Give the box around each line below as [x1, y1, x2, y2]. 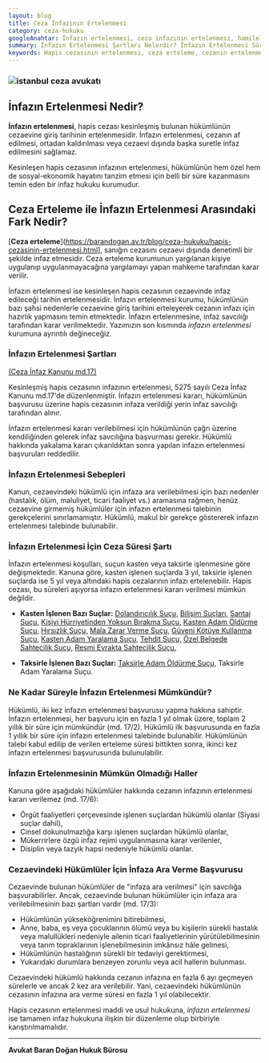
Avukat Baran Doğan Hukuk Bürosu [8, 1045, 128, 1055]
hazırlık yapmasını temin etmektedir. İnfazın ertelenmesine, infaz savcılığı [8, 312, 248, 321]
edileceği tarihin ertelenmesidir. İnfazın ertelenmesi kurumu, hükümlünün [8, 294, 249, 304]
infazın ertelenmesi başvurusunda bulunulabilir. [8, 747, 164, 757]
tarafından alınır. [8, 408, 62, 417]
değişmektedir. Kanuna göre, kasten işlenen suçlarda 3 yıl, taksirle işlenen [8, 568, 252, 578]
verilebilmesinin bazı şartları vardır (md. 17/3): [8, 899, 159, 909]
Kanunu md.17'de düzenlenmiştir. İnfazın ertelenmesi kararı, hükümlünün [8, 390, 247, 401]
